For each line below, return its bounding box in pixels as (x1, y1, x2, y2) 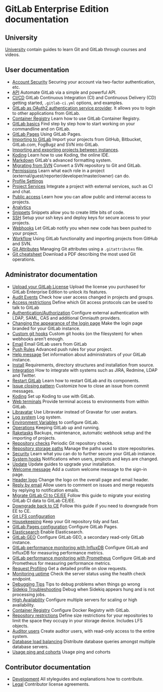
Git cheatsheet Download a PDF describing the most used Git (12, 251, 136, 257)
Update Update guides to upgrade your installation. (12, 461, 116, 467)
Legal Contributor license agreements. (12, 681, 90, 687)
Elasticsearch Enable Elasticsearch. (12, 529, 84, 535)
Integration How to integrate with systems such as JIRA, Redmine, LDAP (12, 367, 158, 373)
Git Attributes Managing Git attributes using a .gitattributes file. (12, 246, 144, 251)
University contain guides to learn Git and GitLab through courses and (5, 47, 146, 52)
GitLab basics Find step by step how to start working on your (12, 120, 136, 126)
